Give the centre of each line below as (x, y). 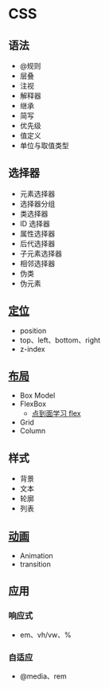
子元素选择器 (41, 253)
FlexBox (33, 404)
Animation (36, 556)
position (33, 331)
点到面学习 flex (56, 413)
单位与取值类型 (44, 145)
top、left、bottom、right (60, 340)
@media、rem (43, 676)
